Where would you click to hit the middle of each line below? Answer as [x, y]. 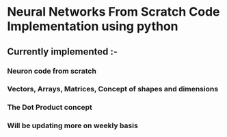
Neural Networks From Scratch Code [113, 12]
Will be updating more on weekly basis [72, 125]
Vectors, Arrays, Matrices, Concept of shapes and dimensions [113, 89]
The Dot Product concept [50, 108]
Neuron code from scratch [52, 71]
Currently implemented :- [63, 51]
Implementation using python [93, 26]
